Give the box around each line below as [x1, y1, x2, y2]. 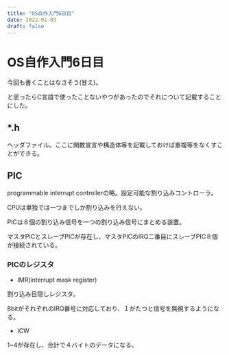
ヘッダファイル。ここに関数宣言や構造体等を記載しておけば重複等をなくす [7, 141, 217, 149]
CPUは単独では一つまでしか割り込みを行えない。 [7, 203, 146, 211]
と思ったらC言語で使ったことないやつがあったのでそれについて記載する [7, 93, 210, 101]
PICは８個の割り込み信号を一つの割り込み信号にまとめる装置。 [7, 217, 185, 226]
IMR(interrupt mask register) [16, 276, 97, 284]
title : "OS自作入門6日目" [7, 10, 75, 17]
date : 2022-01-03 [7, 16, 57, 23]
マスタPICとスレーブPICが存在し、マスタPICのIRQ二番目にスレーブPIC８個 [7, 232, 218, 241]
